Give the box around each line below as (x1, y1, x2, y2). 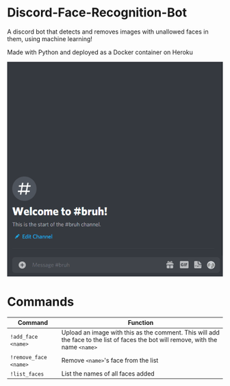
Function (127, 319, 154, 327)
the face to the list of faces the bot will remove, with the (61, 336, 218, 344)
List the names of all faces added (61, 369, 155, 378)
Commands (7, 293, 75, 309)
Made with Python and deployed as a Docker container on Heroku (7, 48, 194, 56)
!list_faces (10, 370, 44, 378)
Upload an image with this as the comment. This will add (61, 328, 220, 337)
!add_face (10, 333, 38, 340)
